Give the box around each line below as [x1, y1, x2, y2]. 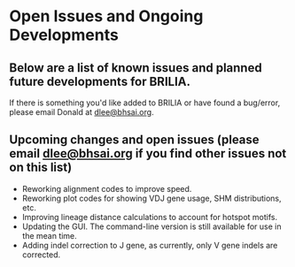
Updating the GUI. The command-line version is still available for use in [21, 221, 282, 232]
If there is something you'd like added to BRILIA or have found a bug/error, [9, 97, 281, 108]
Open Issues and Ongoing [9, 6, 204, 27]
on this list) [9, 160, 73, 175]
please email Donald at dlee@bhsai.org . [9, 107, 154, 117]
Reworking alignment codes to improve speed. [21, 183, 192, 194]
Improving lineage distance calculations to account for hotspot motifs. [21, 211, 277, 222]
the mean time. [21, 230, 77, 240]
